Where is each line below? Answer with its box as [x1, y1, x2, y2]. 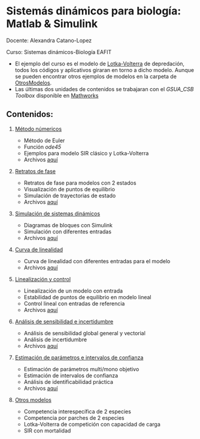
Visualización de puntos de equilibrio [23, 185, 116, 193]
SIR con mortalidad [23, 427, 71, 434]
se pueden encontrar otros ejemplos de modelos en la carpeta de [14, 73, 177, 80]
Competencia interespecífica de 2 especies [23, 408, 132, 415]
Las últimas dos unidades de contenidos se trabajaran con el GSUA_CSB [14, 85, 194, 92]
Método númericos [14, 125, 62, 133]
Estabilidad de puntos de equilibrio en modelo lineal [23, 293, 151, 300]
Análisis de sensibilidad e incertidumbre [14, 318, 114, 325]
